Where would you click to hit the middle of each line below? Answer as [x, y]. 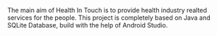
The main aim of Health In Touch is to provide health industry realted [107, 10]
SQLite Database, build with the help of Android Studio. [88, 25]
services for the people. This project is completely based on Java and [109, 18]
